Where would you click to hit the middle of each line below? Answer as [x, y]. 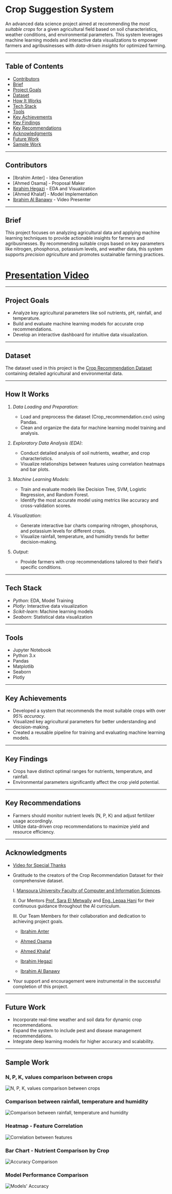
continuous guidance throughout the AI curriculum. [67, 906]
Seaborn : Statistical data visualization [52, 617]
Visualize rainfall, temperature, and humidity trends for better [85, 536]
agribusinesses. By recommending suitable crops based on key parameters [85, 244]
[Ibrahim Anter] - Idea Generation [48, 178]
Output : [21, 552]
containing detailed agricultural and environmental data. [64, 373]
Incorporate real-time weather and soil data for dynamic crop [77, 1019]
